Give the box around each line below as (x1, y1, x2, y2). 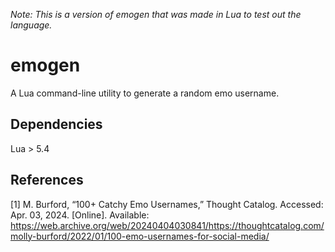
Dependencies (10, 116, 103, 133)
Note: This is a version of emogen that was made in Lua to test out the (10, 9, 302, 20)
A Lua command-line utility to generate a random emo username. (10, 87, 280, 99)
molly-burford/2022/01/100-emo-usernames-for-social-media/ (10, 230, 270, 242)
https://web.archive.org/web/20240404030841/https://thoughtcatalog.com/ (10, 219, 325, 231)
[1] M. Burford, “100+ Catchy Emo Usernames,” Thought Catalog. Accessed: (10, 198, 324, 210)
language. (10, 19, 53, 31)
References (10, 172, 84, 189)
